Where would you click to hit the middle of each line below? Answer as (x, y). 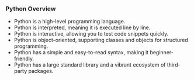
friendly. (24, 59)
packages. (41, 71)
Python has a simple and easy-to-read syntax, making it (81, 53)
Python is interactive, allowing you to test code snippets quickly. (91, 34)
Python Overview (31, 9)
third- (174, 65)
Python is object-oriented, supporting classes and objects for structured (101, 40)
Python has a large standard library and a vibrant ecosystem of (90, 65)
